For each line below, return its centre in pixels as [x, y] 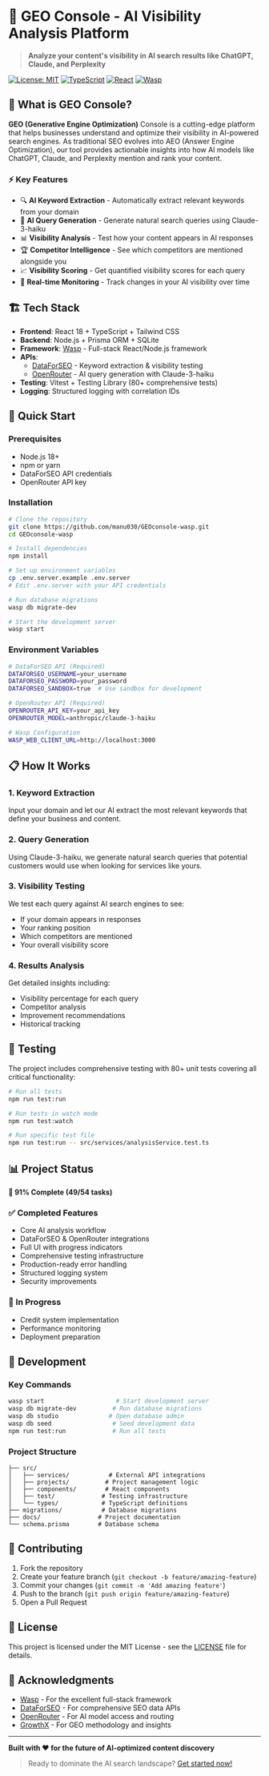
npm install [28, 556]
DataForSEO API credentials [66, 473]
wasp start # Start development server [109, 1401]
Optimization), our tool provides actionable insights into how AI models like [131, 149]
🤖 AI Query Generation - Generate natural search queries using [125, 220]
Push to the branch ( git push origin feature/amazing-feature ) [124, 1593]
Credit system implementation [69, 1319]
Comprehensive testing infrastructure [82, 1256]
